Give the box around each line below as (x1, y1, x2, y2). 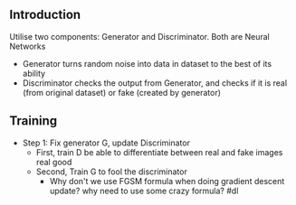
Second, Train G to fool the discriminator (35, 166, 187, 177)
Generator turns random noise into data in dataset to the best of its (22, 58, 272, 69)
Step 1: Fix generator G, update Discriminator (22, 137, 190, 148)
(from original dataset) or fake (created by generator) (22, 87, 222, 98)
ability (22, 68, 46, 79)
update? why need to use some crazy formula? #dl (49, 185, 239, 196)
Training (9, 113, 58, 129)
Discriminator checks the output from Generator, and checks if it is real (22, 77, 288, 89)
